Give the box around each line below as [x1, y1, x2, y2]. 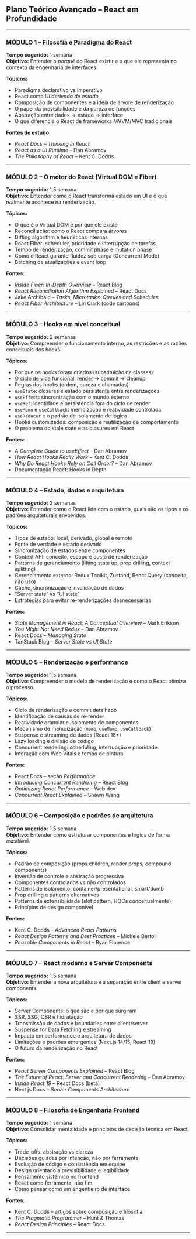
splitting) [14, 566, 36, 573]
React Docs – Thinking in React [14, 141, 90, 148]
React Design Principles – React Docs [14, 1221, 105, 1228]
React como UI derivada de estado [14, 93, 99, 100]
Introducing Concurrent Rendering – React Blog [14, 779, 128, 786]
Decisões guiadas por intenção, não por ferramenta [14, 1155, 139, 1162]
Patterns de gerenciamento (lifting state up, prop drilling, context [14, 559, 170, 566]
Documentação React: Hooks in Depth [14, 466, 107, 473]
